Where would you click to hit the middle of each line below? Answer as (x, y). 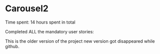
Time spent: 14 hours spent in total (40, 22)
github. (12, 46)
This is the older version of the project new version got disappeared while (80, 41)
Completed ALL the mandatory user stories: (50, 31)
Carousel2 (27, 9)
